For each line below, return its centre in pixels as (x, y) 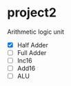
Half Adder (32, 45)
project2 (32, 13)
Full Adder (32, 53)
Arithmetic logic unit (35, 32)
